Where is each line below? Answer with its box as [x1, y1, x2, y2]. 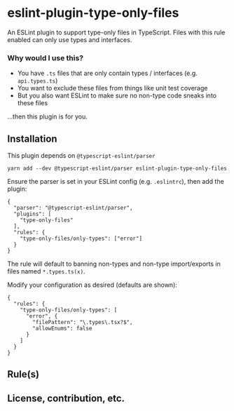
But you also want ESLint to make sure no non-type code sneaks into [17, 91, 217, 100]
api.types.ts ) [17, 76, 58, 85]
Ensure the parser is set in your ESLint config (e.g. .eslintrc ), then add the [7, 177, 224, 186]
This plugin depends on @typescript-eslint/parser [7, 151, 156, 160]
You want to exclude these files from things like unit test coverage [17, 84, 208, 93]
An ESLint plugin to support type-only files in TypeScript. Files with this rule [7, 28, 226, 36]
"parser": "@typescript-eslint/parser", [13, 205, 133, 212]
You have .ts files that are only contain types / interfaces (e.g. [17, 69, 198, 78]
